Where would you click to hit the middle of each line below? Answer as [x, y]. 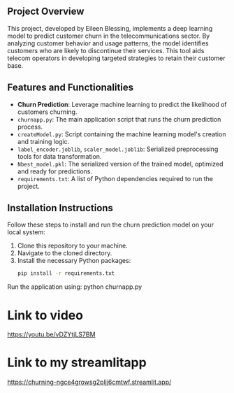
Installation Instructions [60, 208]
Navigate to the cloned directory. [65, 253]
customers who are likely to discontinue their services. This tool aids [106, 50]
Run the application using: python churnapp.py [75, 287]
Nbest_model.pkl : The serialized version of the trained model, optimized [120, 164]
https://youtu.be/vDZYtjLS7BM [51, 334]
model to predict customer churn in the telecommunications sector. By [109, 36]
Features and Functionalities [71, 88]
